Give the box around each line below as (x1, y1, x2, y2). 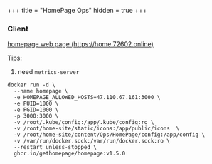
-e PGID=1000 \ (14, 106, 59, 113)
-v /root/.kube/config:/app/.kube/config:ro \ (14, 119, 154, 126)
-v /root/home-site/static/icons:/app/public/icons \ (14, 125, 180, 133)
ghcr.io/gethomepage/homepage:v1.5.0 (14, 150, 126, 158)
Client (7, 24, 28, 34)
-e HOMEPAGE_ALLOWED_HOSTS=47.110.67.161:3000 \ (14, 94, 161, 101)
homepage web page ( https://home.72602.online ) (7, 40, 154, 48)
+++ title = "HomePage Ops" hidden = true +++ (7, 6, 147, 14)
